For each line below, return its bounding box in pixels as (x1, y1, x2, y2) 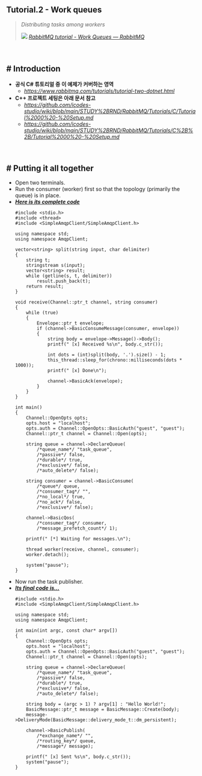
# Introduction (6, 64, 61, 74)
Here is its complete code (14, 198, 80, 206)
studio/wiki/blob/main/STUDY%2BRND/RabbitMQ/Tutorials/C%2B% (23, 126, 194, 134)
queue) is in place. (14, 192, 61, 199)
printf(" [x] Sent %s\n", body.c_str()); (26, 754, 131, 760)
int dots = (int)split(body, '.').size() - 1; (47, 352, 167, 358)
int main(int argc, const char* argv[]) (14, 628, 118, 634)
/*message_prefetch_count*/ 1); (37, 525, 118, 531)
